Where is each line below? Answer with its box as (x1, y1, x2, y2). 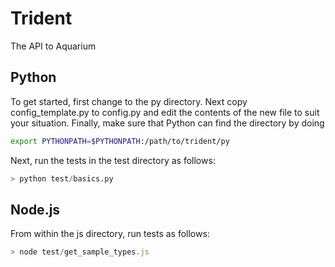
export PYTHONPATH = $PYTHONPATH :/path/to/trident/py (10, 136, 230, 146)
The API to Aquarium (10, 40, 97, 52)
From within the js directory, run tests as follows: (10, 228, 210, 240)
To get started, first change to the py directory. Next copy (10, 95, 248, 107)
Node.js (10, 201, 61, 218)
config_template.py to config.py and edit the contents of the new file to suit (10, 106, 320, 118)
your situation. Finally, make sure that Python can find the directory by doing (10, 117, 325, 129)
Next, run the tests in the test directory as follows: (10, 154, 216, 166)
